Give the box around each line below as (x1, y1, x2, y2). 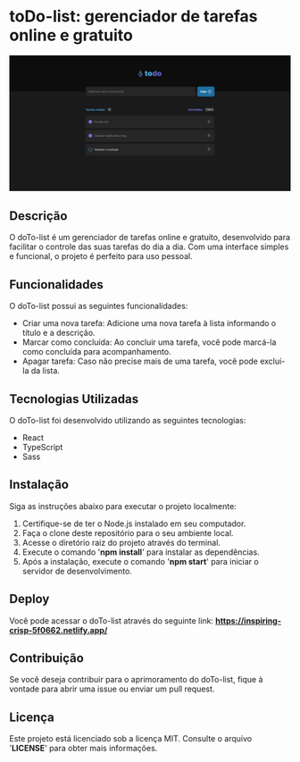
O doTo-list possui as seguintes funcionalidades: (9, 301, 188, 312)
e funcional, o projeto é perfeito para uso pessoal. (9, 251, 194, 262)
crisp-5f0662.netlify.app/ (9, 624, 108, 635)
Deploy (9, 591, 50, 607)
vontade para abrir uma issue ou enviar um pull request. (9, 683, 215, 694)
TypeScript (21, 442, 63, 453)
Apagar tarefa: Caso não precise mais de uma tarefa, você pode (21, 356, 259, 367)
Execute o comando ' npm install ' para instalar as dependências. (21, 547, 261, 557)
